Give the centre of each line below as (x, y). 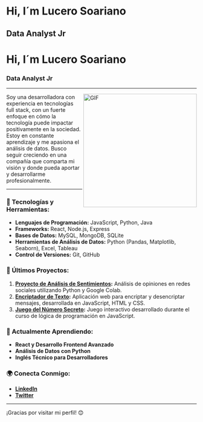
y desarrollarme (26, 174)
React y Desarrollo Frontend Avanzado (64, 344)
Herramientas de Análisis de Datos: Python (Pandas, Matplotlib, (95, 242)
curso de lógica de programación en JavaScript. (75, 316)
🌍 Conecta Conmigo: (38, 373)
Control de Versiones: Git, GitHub (57, 255)
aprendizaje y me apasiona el (43, 142)
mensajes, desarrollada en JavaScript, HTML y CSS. (80, 303)
